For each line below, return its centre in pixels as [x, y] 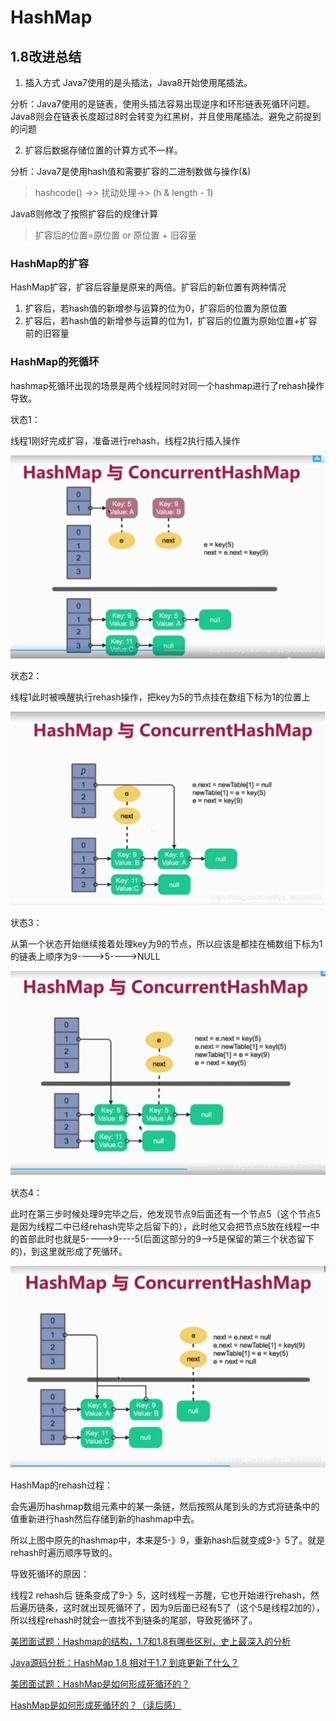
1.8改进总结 [46, 56]
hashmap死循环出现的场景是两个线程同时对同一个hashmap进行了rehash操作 [167, 385]
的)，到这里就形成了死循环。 [69, 1252]
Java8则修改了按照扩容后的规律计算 [84, 214]
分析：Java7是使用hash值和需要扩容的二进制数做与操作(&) [131, 171]
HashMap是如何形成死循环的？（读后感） [96, 1705]
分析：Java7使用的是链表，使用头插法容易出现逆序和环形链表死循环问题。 [163, 104]
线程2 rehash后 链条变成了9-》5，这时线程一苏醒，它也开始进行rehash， [160, 1595]
